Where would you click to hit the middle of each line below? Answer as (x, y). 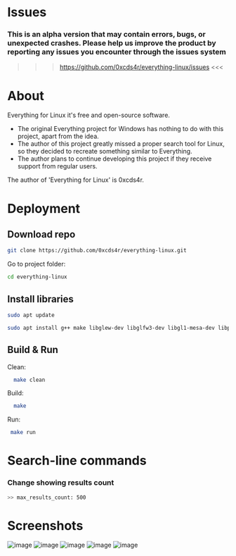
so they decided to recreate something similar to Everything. (105, 152)
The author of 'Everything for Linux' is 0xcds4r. (76, 180)
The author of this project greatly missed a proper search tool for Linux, (121, 144)
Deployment (44, 208)
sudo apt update (31, 315)
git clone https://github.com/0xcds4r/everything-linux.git (97, 251)
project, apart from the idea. (58, 136)
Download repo (41, 234)
